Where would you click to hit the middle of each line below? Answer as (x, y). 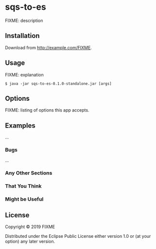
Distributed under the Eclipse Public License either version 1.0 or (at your (78, 236)
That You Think (23, 186)
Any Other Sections (29, 173)
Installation (22, 36)
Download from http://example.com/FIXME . (49, 47)
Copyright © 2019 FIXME (30, 227)
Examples (20, 125)
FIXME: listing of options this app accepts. (47, 110)
